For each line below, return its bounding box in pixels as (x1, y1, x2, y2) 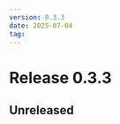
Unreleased (9, 103, 75, 118)
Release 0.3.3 (9, 67, 112, 88)
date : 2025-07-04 (9, 21, 73, 30)
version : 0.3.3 (9, 12, 65, 22)
